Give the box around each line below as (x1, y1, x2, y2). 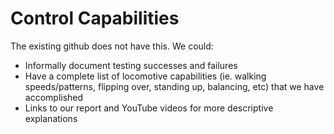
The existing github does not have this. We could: (10, 40, 214, 52)
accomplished (24, 91, 84, 103)
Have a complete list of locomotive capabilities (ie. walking (24, 70, 267, 82)
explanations (24, 112, 78, 124)
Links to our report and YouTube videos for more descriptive (24, 102, 274, 114)
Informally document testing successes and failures (24, 59, 238, 71)
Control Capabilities (10, 7, 180, 30)
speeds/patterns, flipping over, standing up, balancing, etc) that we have (24, 80, 325, 92)
